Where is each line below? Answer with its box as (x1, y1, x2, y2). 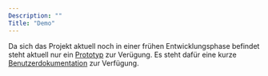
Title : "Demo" (8, 19, 56, 27)
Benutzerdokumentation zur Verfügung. (8, 58, 139, 68)
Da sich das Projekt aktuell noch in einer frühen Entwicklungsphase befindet (8, 41, 260, 50)
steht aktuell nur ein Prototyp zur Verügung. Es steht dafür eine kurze (8, 50, 238, 59)
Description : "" (8, 11, 62, 20)
